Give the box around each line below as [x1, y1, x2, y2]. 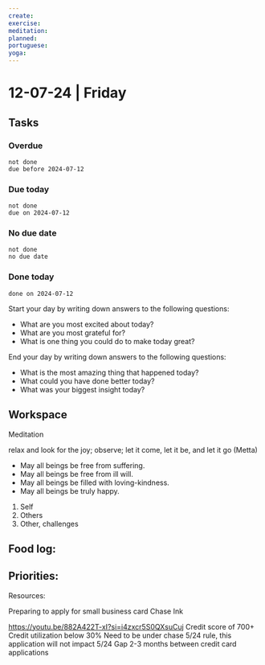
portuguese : [8, 42, 48, 50]
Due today [8, 183, 50, 195]
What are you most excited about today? [19, 319, 154, 329]
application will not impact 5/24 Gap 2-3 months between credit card [8, 638, 237, 648]
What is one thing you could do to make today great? [19, 336, 195, 346]
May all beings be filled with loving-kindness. [19, 478, 170, 487]
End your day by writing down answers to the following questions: [8, 351, 226, 362]
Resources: [8, 590, 46, 600]
